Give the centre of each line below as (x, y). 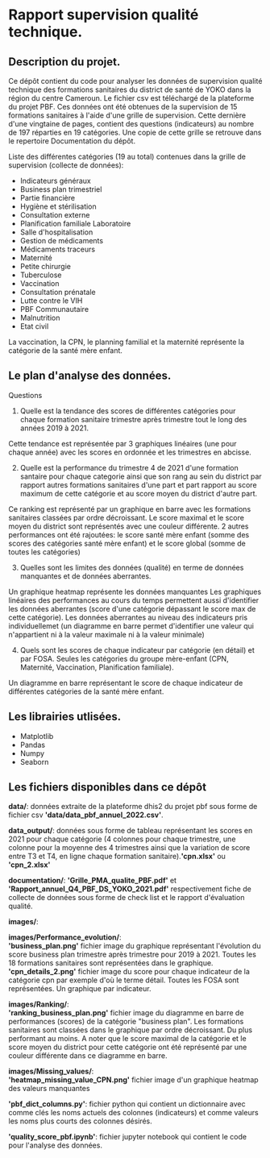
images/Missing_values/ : (51, 1071)
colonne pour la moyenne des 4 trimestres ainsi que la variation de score (129, 848)
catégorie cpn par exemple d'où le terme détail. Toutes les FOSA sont (124, 980)
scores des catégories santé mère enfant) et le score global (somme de (127, 543)
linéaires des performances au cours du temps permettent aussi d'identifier (134, 600)
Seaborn (34, 762)
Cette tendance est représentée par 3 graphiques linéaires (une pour (123, 443)
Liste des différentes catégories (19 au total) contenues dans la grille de (127, 156)
